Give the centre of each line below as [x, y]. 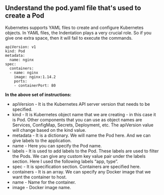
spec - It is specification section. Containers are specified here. [76, 167]
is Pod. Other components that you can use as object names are [77, 120]
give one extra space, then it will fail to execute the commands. [69, 38]
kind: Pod [15, 51]
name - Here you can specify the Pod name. [57, 146]
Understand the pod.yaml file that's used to [73, 8]
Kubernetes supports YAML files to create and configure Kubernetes [74, 27]
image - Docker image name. [41, 187]
